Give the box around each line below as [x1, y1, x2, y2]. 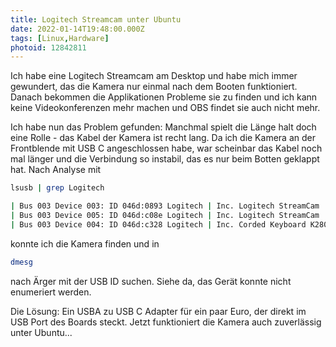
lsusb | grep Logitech [10, 183, 105, 193]
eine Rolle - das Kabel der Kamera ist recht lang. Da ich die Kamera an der [10, 132, 316, 144]
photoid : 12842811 [10, 42, 87, 53]
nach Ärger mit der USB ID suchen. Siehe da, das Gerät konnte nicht [10, 275, 292, 287]
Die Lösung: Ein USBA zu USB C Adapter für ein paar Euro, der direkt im [10, 305, 307, 317]
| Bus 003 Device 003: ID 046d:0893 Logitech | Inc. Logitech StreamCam [10, 201, 320, 211]
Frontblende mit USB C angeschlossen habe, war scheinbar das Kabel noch [10, 142, 323, 155]
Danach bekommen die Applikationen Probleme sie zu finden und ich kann [10, 91, 318, 103]
